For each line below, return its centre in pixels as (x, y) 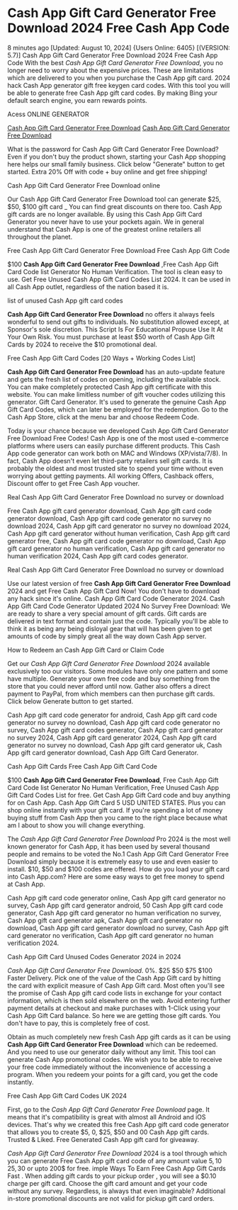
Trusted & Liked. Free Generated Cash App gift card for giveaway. (103, 1139)
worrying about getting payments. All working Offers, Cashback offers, (110, 475)
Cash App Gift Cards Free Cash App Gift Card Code (83, 766)
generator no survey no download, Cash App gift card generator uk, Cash (115, 745)
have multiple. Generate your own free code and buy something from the (114, 679)
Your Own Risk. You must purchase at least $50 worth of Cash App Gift (111, 337)
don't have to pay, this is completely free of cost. (79, 1023)
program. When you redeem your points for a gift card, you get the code (113, 1074)
